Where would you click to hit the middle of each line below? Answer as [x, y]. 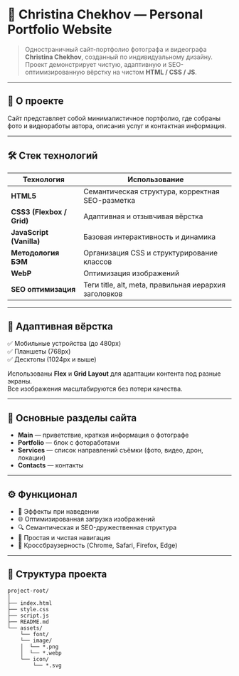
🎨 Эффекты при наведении [58, 511]
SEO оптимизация [43, 289]
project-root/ [28, 591]
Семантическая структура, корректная [151, 191]
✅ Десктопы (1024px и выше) [52, 359]
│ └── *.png [39, 647]
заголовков [103, 293]
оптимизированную [55, 72]
